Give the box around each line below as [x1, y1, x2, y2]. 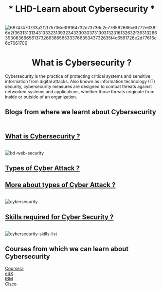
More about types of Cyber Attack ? [5, 181, 116, 189]
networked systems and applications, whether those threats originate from [5, 88, 155, 94]
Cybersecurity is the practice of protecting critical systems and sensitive [5, 73, 151, 79]
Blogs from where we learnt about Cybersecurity [5, 108, 157, 116]
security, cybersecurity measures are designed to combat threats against [5, 84, 152, 89]
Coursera [5, 265, 24, 271]
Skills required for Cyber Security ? [5, 213, 114, 221]
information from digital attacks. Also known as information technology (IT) [5, 78, 156, 84]
